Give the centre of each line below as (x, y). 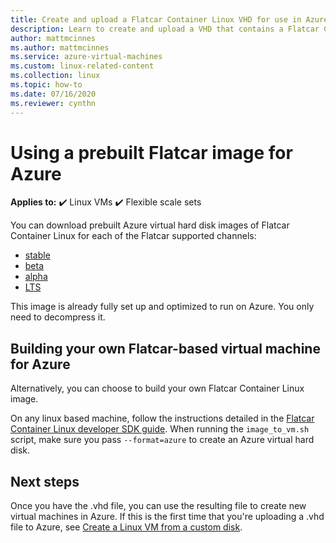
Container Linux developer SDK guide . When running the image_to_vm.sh (160, 429)
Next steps (45, 481)
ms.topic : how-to (46, 85)
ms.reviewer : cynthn (53, 103)
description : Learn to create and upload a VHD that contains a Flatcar (165, 29)
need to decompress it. (58, 317)
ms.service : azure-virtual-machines (86, 57)
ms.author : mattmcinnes (60, 47)
